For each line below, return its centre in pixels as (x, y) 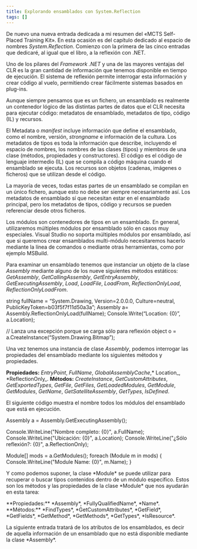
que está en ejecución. (34, 409)
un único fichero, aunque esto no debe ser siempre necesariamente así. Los (98, 192)
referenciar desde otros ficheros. (46, 210)
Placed (14, 40)
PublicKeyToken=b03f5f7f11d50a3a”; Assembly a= (67, 307)
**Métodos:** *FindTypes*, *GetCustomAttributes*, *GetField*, (84, 510)
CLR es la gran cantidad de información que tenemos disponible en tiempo (96, 70)
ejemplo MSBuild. (27, 253)
